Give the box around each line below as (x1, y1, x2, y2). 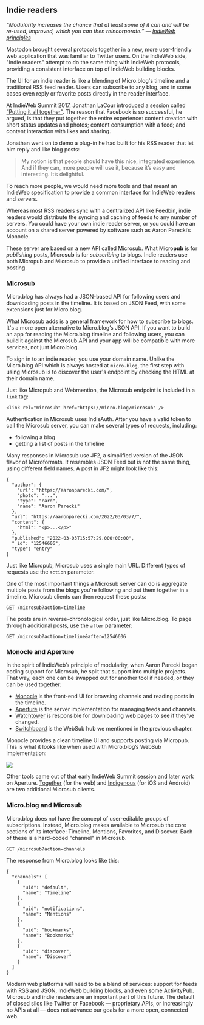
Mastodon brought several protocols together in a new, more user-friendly (6, 46, 192, 53)
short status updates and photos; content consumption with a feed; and (6, 121, 186, 128)
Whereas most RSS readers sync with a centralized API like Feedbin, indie (6, 207, 191, 214)
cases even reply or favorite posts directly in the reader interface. (6, 89, 170, 97)
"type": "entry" (12, 546, 53, 552)
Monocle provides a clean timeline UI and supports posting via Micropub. (6, 737, 189, 744)
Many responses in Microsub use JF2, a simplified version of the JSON (6, 452, 184, 459)
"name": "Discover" (22, 953, 72, 960)
